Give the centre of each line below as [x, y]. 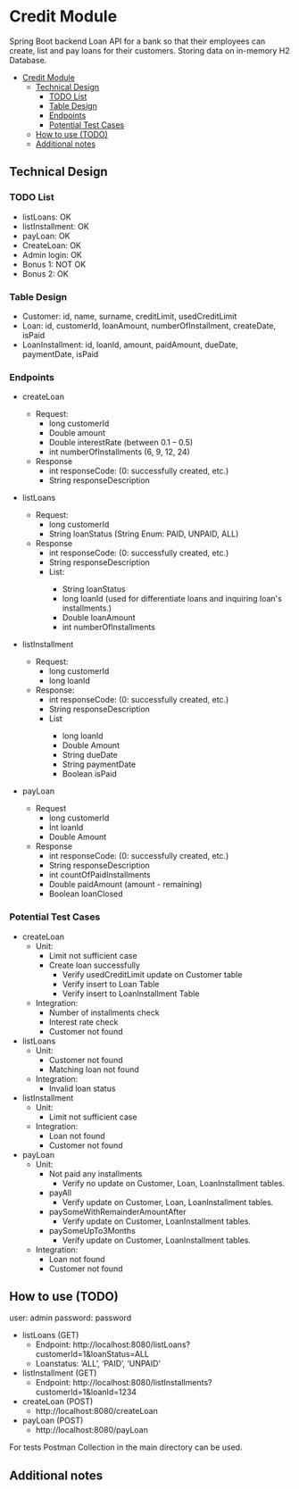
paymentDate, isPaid [60, 354]
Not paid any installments [96, 1173]
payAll [60, 1193]
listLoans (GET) [50, 1335]
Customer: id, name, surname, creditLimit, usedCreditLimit [129, 316]
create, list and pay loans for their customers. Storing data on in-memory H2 [149, 50]
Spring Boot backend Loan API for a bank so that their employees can [137, 41]
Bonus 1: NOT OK [54, 264]
